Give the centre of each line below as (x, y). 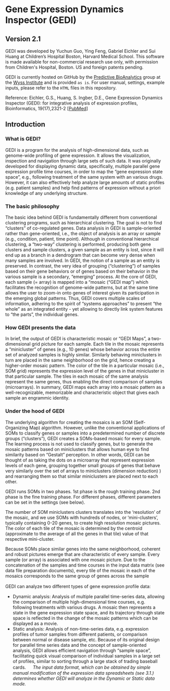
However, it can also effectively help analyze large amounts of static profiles (85, 182)
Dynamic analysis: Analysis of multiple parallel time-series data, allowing (89, 596)
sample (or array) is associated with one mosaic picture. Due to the (75, 560)
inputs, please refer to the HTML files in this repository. (61, 88)
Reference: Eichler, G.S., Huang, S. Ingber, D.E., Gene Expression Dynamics (84, 98)
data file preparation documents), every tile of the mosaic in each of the (80, 570)
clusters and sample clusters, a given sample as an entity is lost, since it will (84, 249)
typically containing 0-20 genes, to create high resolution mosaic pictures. (83, 523)
